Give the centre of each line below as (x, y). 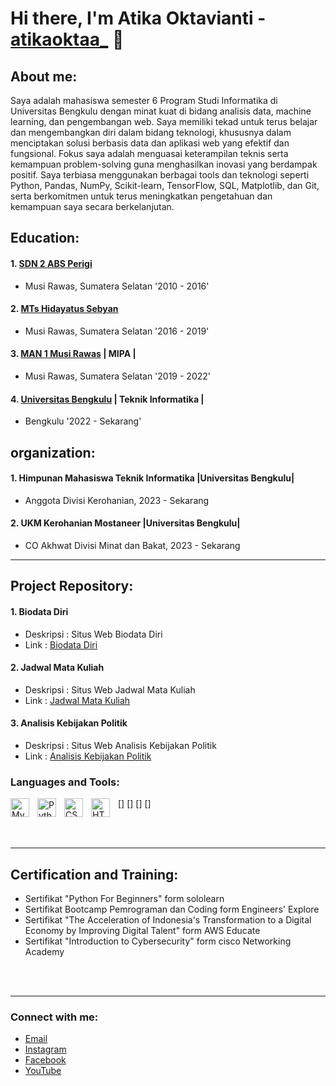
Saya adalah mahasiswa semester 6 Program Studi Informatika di (144, 100)
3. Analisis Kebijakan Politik (69, 723)
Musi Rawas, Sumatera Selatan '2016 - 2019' (117, 331)
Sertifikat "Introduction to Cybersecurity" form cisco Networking (158, 941)
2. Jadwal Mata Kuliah (57, 668)
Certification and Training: (94, 874)
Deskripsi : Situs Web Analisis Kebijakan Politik (120, 745)
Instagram (45, 1049)
